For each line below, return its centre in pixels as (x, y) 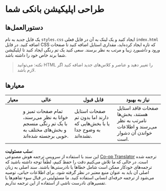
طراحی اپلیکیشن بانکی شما (55, 9)
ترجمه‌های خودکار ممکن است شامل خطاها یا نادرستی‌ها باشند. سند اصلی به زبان (79, 167)
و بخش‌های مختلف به (45, 129)
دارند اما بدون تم (91, 117)
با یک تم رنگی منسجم (45, 124)
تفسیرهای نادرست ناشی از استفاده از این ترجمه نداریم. (56, 183)
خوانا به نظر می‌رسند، (45, 117)
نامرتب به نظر (132, 120)
